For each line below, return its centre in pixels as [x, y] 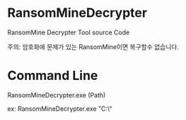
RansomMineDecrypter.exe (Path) [57, 95]
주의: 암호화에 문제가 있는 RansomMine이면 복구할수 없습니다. [93, 46]
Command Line [53, 76]
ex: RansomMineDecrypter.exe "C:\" [60, 108]
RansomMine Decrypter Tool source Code [69, 32]
